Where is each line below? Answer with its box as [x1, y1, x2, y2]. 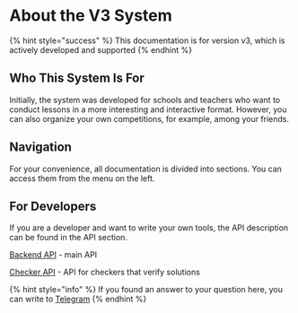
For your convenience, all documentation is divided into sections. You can [9, 163, 283, 174]
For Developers [9, 198, 97, 213]
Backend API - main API [9, 249, 98, 260]
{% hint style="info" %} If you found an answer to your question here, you [9, 284, 283, 295]
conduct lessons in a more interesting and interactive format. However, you [9, 104, 287, 115]
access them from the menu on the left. [9, 172, 155, 184]
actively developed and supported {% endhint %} [9, 44, 193, 55]
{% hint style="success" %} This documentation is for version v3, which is [9, 35, 285, 46]
